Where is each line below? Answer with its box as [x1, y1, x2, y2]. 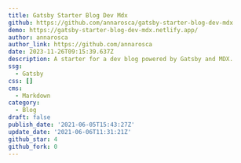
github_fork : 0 [8, 143, 58, 150]
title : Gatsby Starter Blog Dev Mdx [8, 11, 128, 20]
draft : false [8, 114, 51, 121]
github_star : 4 [8, 135, 58, 143]
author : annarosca [8, 33, 68, 42]
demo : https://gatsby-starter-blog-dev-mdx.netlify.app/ [8, 26, 199, 34]
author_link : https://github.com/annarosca [8, 41, 153, 49]
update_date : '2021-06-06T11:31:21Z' [8, 128, 132, 136]
